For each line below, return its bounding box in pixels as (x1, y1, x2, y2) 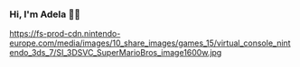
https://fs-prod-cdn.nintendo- (9, 29, 121, 39)
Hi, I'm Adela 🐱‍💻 (9, 8, 81, 21)
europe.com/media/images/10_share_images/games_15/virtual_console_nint (9, 38, 291, 48)
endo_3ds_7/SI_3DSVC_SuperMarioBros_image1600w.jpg (9, 47, 222, 58)
